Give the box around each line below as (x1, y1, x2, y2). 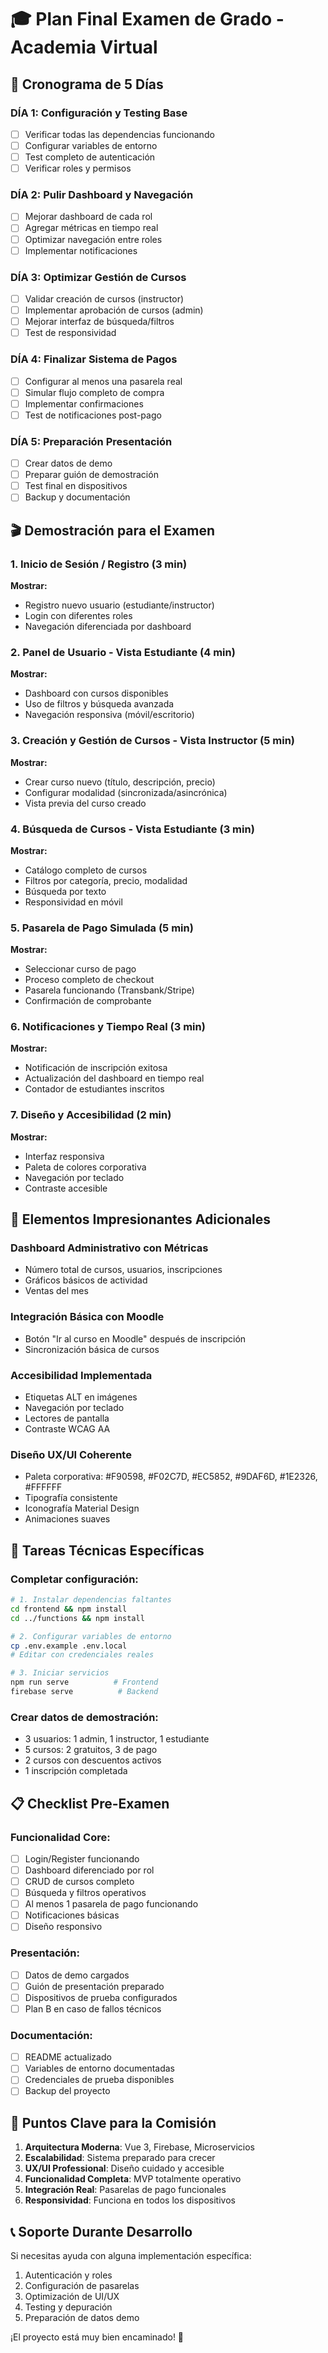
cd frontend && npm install (10, 1604, 128, 1614)
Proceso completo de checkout (24, 974, 155, 986)
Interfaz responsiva (24, 1150, 105, 1162)
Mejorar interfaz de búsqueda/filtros (24, 316, 175, 328)
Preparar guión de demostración (24, 469, 159, 481)
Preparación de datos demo (24, 2312, 140, 2324)
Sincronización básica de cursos (24, 1343, 160, 1355)
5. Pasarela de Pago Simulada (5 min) (10, 921, 194, 935)
